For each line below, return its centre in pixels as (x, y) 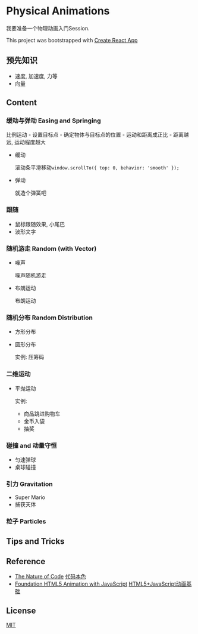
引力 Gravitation (29, 484)
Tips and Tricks (35, 541)
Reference (26, 561)
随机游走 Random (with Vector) (51, 248)
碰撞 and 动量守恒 (32, 445)
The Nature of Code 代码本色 (50, 577)
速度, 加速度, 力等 (36, 76)
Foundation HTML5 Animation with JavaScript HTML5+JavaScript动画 (100, 584)
